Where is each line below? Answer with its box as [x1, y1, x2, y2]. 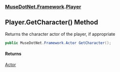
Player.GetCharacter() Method [5, 18, 98, 27]
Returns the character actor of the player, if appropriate [5, 31, 115, 37]
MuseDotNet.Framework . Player [5, 3, 81, 10]
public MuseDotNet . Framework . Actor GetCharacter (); [5, 40, 111, 45]
